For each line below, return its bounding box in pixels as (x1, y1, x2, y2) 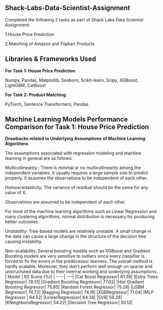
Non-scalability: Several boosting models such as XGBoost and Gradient (5, 248, 150, 254)
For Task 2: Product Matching (5, 92, 66, 98)
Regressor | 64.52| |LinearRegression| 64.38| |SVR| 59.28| (5, 294, 123, 300)
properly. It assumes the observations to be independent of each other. (5, 175, 148, 181)
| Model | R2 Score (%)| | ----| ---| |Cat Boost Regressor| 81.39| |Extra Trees (5, 274, 158, 280)
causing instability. (5, 239, 43, 244)
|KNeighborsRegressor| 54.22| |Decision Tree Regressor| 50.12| (5, 300, 133, 306)
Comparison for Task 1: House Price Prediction (5, 123, 149, 131)
